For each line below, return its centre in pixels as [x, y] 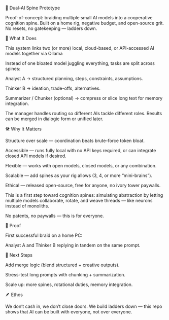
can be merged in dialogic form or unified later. [54, 119]
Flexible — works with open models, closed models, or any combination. [81, 166]
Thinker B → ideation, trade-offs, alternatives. [53, 88]
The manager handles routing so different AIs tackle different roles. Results [84, 113]
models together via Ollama [34, 54]
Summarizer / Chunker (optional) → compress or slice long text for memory [84, 98]
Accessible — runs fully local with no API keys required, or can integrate [81, 150]
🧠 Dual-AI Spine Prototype [33, 8]
